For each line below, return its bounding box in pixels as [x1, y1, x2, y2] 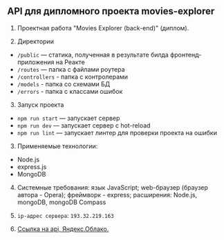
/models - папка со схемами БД [17, 79, 111, 88]
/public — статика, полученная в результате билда [17, 50, 169, 59]
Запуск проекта [17, 100, 64, 109]
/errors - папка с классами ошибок [17, 87, 123, 95]
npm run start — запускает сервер [17, 114, 120, 122]
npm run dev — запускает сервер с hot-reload [17, 121, 151, 130]
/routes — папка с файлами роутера [17, 65, 126, 73]
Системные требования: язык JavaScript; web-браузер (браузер [17, 183, 209, 192]
